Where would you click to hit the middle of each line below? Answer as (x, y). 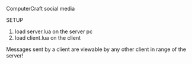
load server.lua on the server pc (54, 31)
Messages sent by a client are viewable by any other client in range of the (96, 49)
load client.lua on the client (48, 38)
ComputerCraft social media (41, 9)
